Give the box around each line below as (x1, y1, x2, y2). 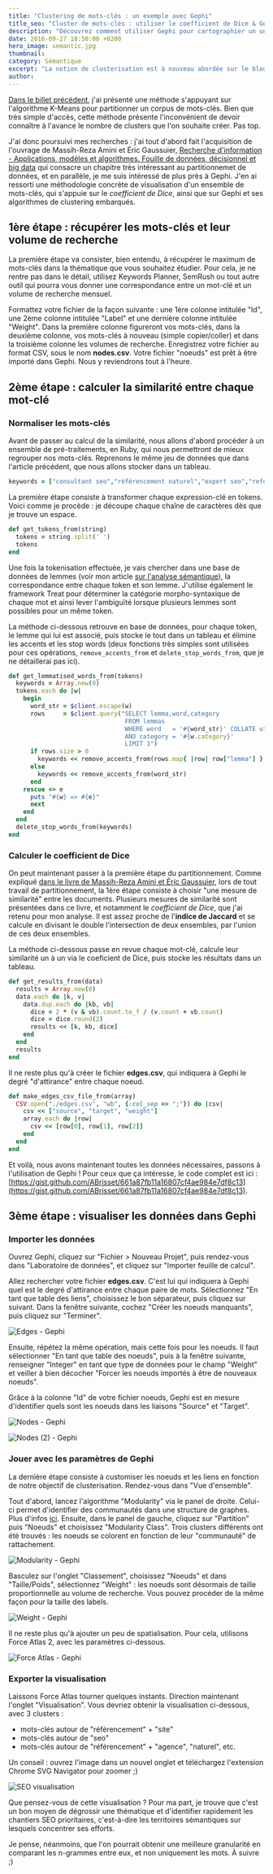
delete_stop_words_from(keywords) (15, 823, 132, 831)
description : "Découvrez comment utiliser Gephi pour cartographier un (8, 27, 256, 35)
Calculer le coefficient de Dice (8, 850, 130, 861)
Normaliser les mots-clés (8, 417, 110, 428)
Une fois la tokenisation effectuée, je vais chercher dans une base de (8, 563, 240, 572)
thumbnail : (8, 50, 45, 58)
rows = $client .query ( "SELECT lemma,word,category (29, 709, 220, 718)
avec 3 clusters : (8, 1708, 64, 1718)
